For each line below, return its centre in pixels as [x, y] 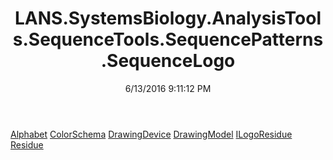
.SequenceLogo [168, 61]
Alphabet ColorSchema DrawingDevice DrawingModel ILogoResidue [151, 134]
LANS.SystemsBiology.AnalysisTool [168, 18]
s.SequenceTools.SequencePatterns [168, 39]
